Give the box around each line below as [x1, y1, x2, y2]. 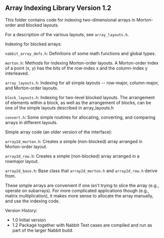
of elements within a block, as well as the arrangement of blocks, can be [5, 100, 151, 106]
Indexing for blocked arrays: [5, 41, 62, 47]
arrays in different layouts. [5, 119, 58, 125]
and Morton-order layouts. [5, 85, 59, 91]
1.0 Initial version [12, 217, 46, 223]
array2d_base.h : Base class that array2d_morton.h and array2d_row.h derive [5, 168, 158, 173]
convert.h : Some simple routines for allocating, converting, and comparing [5, 114, 156, 120]
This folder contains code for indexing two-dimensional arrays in [5, 17, 136, 22]
